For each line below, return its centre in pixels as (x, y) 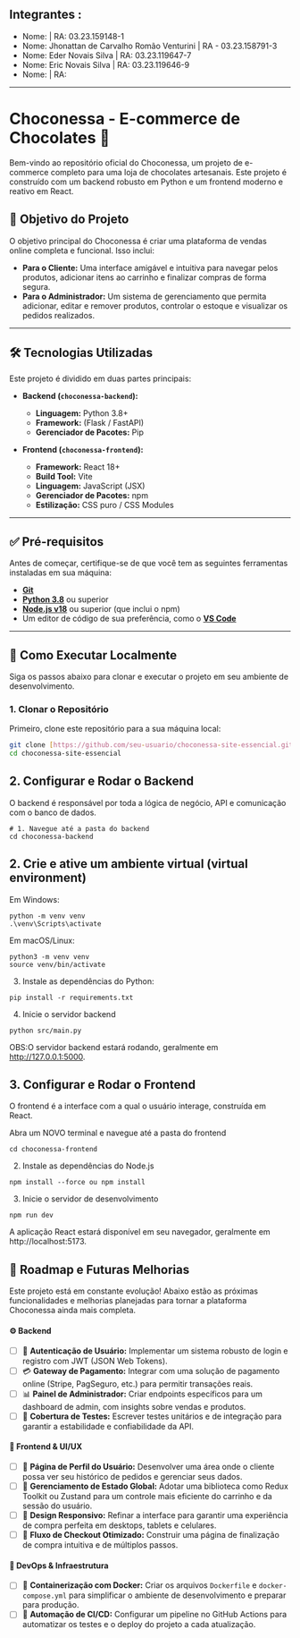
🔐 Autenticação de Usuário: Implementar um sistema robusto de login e (155, 1351)
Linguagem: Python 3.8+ (82, 413)
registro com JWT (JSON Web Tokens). (95, 1361)
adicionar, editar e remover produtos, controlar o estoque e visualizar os (155, 306)
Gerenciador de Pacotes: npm (92, 496)
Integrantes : (46, 15)
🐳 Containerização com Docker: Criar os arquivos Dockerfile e (139, 1585)
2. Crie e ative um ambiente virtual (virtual (129, 864)
